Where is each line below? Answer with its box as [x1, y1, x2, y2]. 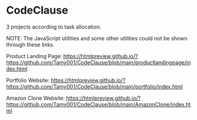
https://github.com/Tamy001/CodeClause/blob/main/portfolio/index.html [6, 83, 183, 90]
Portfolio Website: [6, 77, 50, 84]
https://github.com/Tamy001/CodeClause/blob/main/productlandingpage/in [6, 59, 191, 66]
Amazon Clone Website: [6, 94, 65, 102]
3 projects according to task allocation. [6, 23, 101, 30]
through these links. [6, 41, 55, 48]
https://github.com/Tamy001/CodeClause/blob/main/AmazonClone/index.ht [6, 100, 191, 108]
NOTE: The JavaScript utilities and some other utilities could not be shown [6, 34, 188, 42]
